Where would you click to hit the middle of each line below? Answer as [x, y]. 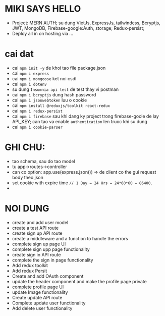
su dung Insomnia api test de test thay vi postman [65, 89]
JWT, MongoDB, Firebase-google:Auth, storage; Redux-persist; [78, 28]
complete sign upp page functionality [51, 249]
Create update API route [37, 297]
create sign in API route [36, 254]
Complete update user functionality [49, 303]
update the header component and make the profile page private [79, 281]
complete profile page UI [38, 287]
